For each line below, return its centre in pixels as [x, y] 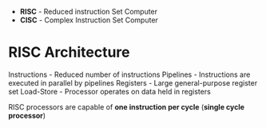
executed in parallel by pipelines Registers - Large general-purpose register [133, 82]
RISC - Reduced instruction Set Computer [89, 12]
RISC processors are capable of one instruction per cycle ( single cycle [127, 106]
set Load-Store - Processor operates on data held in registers [110, 91]
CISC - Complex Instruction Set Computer [89, 20]
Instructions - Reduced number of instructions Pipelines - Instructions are [129, 74]
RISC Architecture [69, 52]
